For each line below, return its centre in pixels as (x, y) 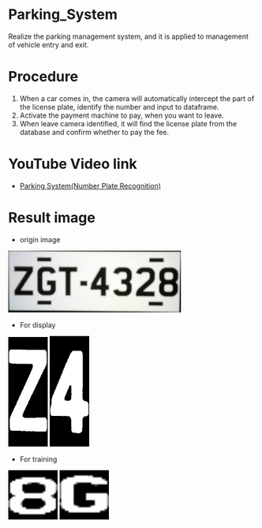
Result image (52, 218)
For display (37, 324)
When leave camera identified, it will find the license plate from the (128, 123)
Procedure (43, 77)
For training (38, 459)
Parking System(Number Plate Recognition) (90, 185)
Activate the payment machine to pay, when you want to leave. (122, 115)
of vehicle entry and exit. (49, 44)
